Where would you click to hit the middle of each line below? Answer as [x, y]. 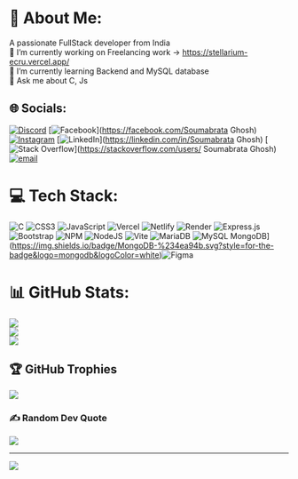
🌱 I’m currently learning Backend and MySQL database [110, 71]
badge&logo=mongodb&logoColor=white [84, 255]
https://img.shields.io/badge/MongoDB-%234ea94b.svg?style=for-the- [143, 245]
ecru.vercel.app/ [39, 61]
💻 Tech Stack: [64, 196]
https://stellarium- [215, 52]
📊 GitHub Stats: [70, 292]
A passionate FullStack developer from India [90, 43]
